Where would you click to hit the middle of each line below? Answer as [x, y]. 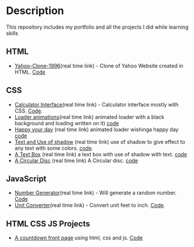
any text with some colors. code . [54, 148]
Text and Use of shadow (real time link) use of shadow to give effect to [100, 142]
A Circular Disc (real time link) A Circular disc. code [76, 160]
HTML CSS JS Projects [48, 224]
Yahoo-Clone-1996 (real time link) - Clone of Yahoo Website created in [99, 66]
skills [12, 33]
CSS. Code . [28, 111]
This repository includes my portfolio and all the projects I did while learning [97, 27]
